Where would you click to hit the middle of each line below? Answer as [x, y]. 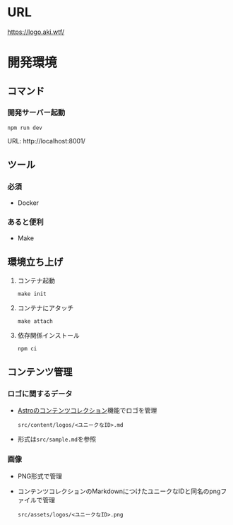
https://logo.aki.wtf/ [36, 32]
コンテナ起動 [36, 281]
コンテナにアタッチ [46, 307]
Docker [28, 203]
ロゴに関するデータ [40, 394]
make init [32, 294]
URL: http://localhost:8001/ [47, 141]
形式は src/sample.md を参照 [57, 440]
